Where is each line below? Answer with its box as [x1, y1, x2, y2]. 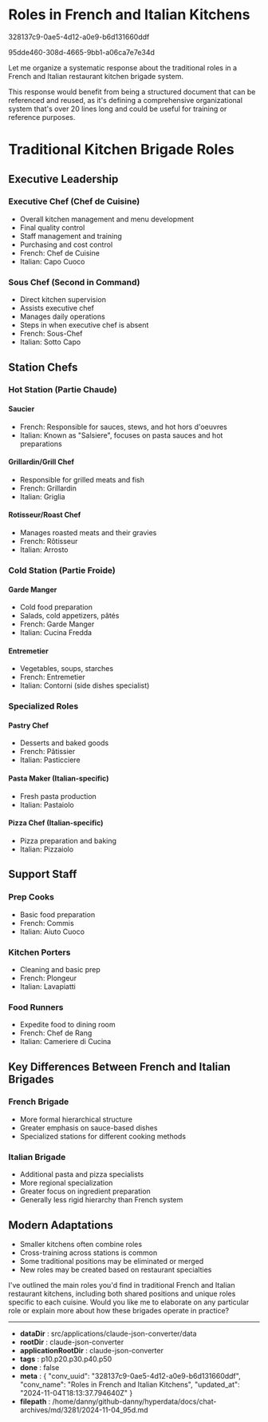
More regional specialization [19, 1178, 113, 1188]
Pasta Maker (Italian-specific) [8, 773, 109, 784]
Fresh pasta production [19, 791, 97, 800]
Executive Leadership [8, 172, 119, 185]
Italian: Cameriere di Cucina [19, 1037, 112, 1047]
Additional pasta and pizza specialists [19, 1170, 144, 1179]
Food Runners [8, 1001, 64, 1012]
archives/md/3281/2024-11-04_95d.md [19, 1404, 149, 1415]
